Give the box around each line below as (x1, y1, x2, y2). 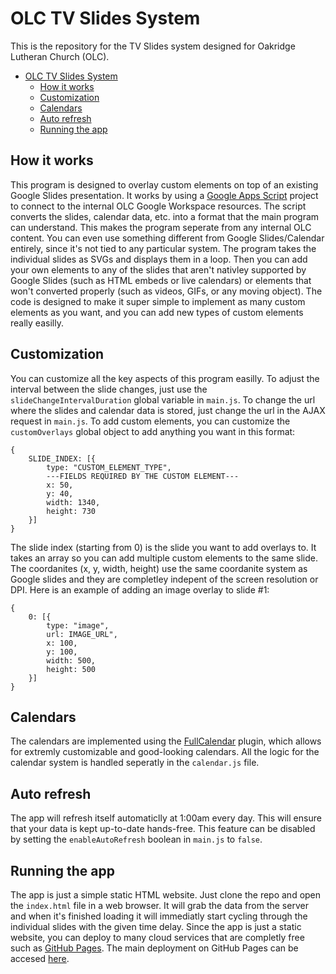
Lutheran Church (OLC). (10, 50, 110, 62)
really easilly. (10, 317, 64, 329)
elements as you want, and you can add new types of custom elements (10, 306, 304, 318)
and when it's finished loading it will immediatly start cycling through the (10, 910, 308, 922)
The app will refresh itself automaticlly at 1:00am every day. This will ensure (10, 812, 322, 824)
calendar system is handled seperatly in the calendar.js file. (10, 757, 260, 769)
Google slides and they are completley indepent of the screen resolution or (10, 573, 319, 585)
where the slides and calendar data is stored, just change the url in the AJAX (10, 404, 326, 416)
